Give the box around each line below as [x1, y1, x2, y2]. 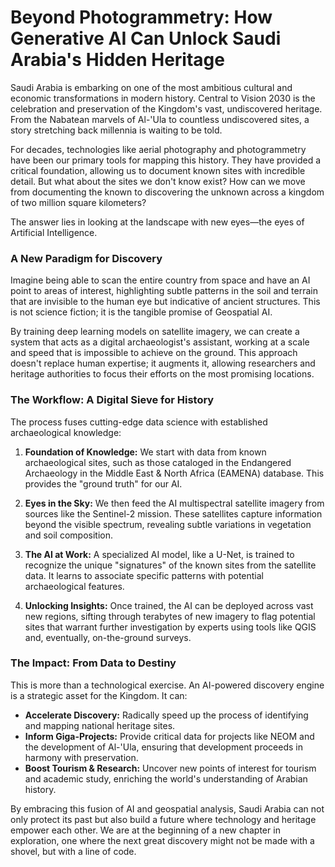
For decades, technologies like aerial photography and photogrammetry [10, 143, 307, 155]
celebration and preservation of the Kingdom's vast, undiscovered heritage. [10, 102, 323, 115]
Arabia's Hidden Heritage [10, 49, 225, 71]
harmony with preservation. [24, 751, 139, 763]
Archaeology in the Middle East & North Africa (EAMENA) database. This [24, 467, 325, 479]
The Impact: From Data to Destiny [10, 656, 177, 670]
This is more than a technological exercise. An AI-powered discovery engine [10, 679, 325, 691]
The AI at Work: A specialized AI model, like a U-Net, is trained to [24, 548, 295, 560]
